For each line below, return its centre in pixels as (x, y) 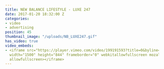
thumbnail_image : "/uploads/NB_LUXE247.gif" (51, 37)
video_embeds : (20, 46)
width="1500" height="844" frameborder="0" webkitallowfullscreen (78, 55)
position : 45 (18, 32)
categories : (17, 18)
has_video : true (21, 41)
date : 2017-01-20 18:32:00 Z (35, 14)
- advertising (20, 28)
